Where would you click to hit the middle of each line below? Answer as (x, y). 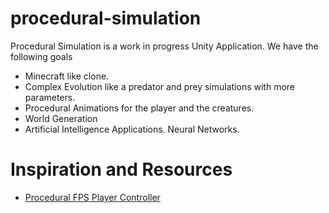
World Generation (61, 118)
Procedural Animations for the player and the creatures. (139, 108)
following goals (41, 56)
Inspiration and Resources (121, 169)
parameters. (50, 97)
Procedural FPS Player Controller (92, 197)
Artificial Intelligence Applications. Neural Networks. (132, 129)
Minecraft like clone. (67, 76)
